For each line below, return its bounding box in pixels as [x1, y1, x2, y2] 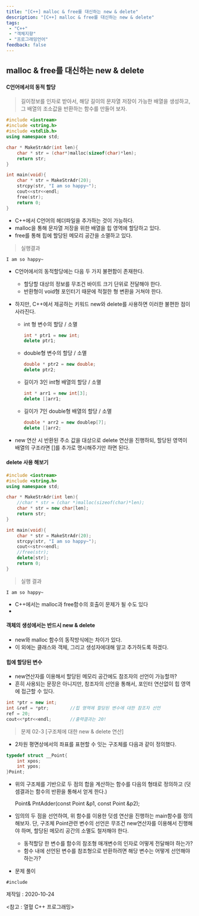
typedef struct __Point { [6, 752, 68, 758]
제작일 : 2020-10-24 [6, 890, 55, 898]
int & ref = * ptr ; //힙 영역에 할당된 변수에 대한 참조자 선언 [6, 705, 161, 711]
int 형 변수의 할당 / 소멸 [23, 320, 78, 328]
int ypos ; [17, 763, 42, 770]
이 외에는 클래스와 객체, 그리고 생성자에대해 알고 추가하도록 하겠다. [14, 644, 169, 650]
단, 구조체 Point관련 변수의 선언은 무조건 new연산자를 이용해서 [32, 820, 177, 827]
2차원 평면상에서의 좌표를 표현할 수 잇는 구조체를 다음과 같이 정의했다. [14, 741, 177, 748]
